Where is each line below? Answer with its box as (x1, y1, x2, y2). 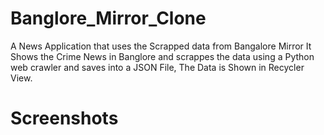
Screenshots (10, 107, 119, 130)
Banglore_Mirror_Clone (10, 7, 207, 30)
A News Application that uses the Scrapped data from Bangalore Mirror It (10, 40, 312, 52)
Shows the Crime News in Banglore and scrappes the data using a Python (10, 50, 315, 62)
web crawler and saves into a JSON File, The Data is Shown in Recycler (10, 61, 305, 73)
